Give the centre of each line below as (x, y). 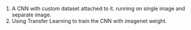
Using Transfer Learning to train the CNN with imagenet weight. (89, 21)
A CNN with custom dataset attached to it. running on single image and (98, 9)
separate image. (31, 15)
